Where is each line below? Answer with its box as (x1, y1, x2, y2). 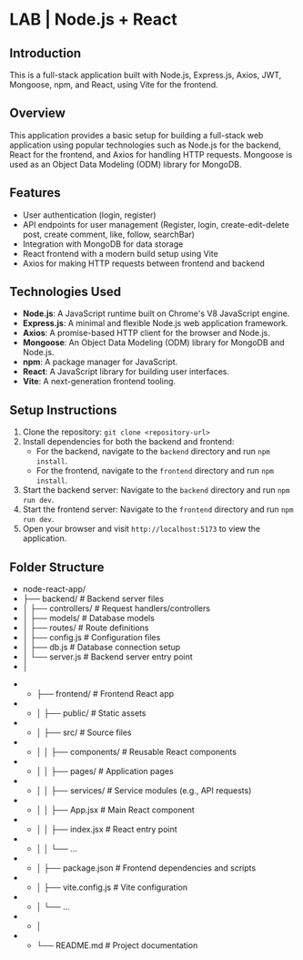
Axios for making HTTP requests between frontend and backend (22, 258, 266, 269)
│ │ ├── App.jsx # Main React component (35, 804, 196, 815)
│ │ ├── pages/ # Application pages (35, 766, 175, 777)
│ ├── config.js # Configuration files (22, 632, 161, 643)
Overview (9, 106, 66, 121)
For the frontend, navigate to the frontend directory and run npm (35, 465, 275, 476)
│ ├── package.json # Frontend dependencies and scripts (35, 863, 257, 873)
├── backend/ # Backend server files (22, 593, 165, 605)
